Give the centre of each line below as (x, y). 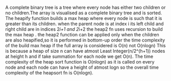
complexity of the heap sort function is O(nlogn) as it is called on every (80, 62)
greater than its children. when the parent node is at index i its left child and (85, 24)
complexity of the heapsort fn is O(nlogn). (49, 73)
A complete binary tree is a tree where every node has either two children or (86, 7)
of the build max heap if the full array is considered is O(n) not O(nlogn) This (86, 45)
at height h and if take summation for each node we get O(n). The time (79, 56)
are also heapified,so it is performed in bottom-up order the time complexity (85, 40)
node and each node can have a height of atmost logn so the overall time (82, 67)
